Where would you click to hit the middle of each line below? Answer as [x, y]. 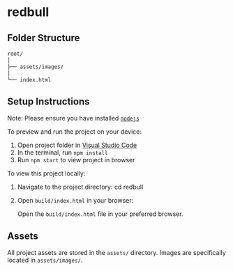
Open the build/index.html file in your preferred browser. [100, 214]
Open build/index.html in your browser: [75, 201]
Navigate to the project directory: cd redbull [80, 187]
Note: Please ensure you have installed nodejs [73, 118]
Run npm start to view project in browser [76, 160]
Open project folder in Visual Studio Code [77, 145]
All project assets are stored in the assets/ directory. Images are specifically [117, 253]
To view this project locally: [46, 173]
